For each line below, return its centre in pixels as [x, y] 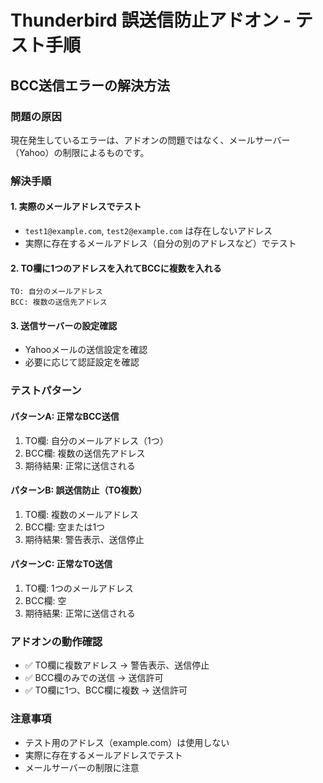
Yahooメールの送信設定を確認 [86, 350]
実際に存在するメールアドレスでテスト [103, 755]
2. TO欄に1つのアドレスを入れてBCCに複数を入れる [116, 268]
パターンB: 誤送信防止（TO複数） [79, 490]
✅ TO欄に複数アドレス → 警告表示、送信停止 [117, 665]
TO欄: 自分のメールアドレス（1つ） [96, 440]
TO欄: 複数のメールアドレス [82, 514]
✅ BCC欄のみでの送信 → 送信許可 [94, 678]
